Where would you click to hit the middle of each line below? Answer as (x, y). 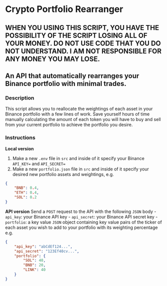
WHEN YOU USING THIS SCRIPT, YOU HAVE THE (82, 28)
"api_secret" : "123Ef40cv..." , (47, 251)
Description (20, 97)
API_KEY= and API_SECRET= (39, 163)
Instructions (20, 137)
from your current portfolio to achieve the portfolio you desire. (69, 125)
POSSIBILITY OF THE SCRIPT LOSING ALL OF (76, 35)
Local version (19, 148)
